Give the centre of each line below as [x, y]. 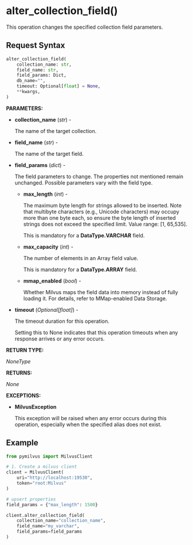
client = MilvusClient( [35, 472]
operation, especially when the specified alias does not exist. [88, 424]
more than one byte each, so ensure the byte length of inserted [99, 217]
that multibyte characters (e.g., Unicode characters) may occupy [101, 212]
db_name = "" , [31, 81]
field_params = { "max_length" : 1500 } [52, 505]
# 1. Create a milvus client [42, 467]
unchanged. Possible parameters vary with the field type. [84, 182]
